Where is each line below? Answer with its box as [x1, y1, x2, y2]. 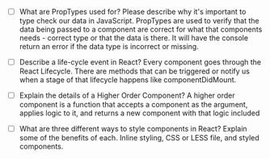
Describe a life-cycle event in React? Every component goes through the [19, 57, 262, 67]
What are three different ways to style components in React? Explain [19, 124, 247, 134]
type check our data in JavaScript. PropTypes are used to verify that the [19, 16, 259, 26]
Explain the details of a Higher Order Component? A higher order [19, 90, 235, 100]
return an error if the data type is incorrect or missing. [19, 42, 199, 52]
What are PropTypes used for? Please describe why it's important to [19, 7, 247, 16]
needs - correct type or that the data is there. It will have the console [19, 33, 248, 43]
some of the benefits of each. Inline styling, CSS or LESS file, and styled [19, 133, 259, 143]
